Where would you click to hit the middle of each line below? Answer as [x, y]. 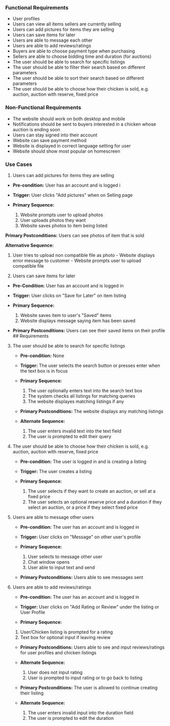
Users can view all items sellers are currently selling [67, 24]
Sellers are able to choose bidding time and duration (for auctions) [82, 56]
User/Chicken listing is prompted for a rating [66, 632]
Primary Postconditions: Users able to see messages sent [82, 577]
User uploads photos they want [53, 220]
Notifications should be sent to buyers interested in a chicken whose [84, 124]
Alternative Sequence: [30, 245]
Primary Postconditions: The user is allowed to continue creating [89, 687]
